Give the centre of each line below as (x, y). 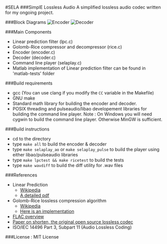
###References (21, 175)
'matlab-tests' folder (34, 73)
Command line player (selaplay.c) (47, 63)
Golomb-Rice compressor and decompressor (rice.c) (67, 47)
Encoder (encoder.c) (34, 52)
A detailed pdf (35, 195)
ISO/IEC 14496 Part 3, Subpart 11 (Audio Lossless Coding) (72, 227)
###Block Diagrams (26, 22)
